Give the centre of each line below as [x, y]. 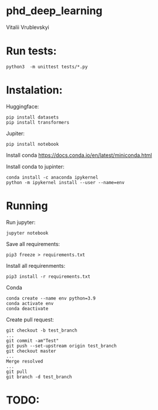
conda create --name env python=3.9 [51, 298]
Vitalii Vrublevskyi [28, 27]
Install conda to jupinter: [35, 166]
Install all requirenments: [36, 265]
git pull [17, 372]
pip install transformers [38, 122]
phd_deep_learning [54, 11]
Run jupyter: [21, 222]
